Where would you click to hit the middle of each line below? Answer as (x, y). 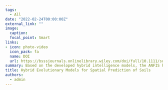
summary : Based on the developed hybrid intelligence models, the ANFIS (82, 65)
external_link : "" (24, 24)
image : (12, 28)
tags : (11, 10)
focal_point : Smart (30, 38)
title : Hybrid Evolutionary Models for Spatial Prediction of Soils (78, 70)
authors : (14, 75)
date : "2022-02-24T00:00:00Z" (37, 19)
